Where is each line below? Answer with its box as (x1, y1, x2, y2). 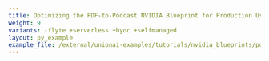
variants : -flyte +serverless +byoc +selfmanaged (8, 26, 178, 34)
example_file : (8, 41, 56, 49)
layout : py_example (8, 33, 74, 42)
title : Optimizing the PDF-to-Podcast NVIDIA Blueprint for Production (8, 11, 252, 20)
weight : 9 (8, 19, 42, 27)
